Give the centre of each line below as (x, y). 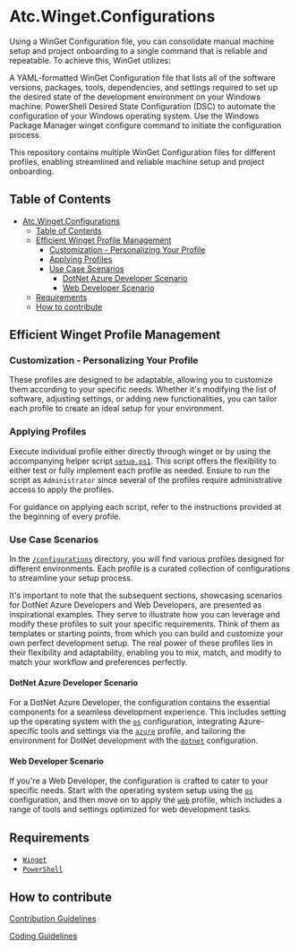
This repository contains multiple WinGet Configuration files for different (142, 152)
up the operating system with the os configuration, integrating (123, 721)
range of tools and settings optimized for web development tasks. (131, 809)
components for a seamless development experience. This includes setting (148, 712)
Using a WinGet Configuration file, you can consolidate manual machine (142, 41)
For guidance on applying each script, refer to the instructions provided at (145, 506)
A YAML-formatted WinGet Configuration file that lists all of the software (142, 77)
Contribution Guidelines (53, 919)
